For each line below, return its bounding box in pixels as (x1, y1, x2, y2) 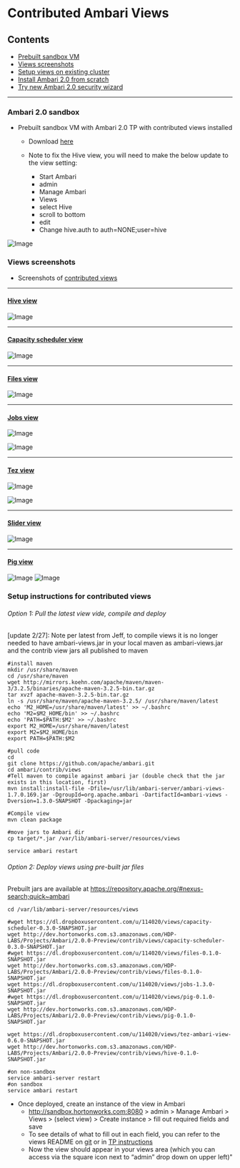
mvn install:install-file (7, 785, 84, 792)
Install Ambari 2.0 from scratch (17, 75, 109, 84)
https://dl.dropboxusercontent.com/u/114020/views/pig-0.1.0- (26, 994, 216, 1001)
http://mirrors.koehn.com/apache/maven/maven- (23, 679, 164, 686)
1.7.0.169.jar (7, 791, 50, 799)
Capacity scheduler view (7, 336, 84, 344)
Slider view (7, 519, 41, 528)
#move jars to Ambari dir (7, 829, 84, 836)
